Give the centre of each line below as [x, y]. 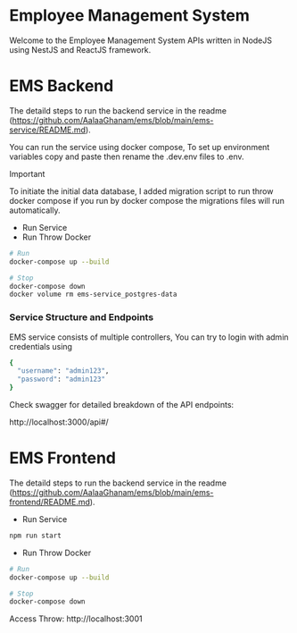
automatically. [35, 210]
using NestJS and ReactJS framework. [80, 49]
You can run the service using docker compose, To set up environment [140, 147]
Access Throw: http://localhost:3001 [76, 619]
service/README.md [48, 130]
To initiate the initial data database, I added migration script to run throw [141, 191]
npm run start [36, 536]
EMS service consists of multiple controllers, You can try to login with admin [149, 337]
